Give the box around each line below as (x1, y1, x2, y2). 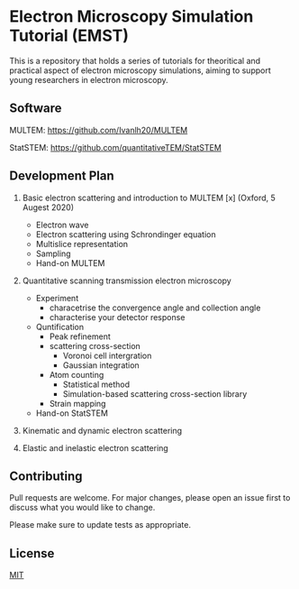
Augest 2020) (22, 201, 75, 213)
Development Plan (9, 169, 114, 184)
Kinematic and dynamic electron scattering (22, 425, 183, 436)
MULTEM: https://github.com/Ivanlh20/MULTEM (9, 124, 188, 135)
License (9, 546, 55, 561)
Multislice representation (35, 238, 129, 249)
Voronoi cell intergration (62, 350, 152, 361)
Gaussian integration (62, 359, 140, 371)
